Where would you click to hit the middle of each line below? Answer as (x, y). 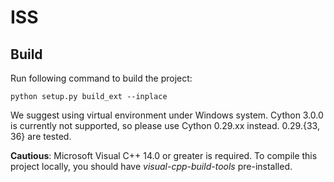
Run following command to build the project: (101, 78)
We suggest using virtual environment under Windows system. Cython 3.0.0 (167, 115)
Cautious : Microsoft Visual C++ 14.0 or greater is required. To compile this (164, 155)
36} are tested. (41, 136)
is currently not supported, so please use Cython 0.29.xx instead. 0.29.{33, (165, 125)
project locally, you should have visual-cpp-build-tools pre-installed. (151, 166)
